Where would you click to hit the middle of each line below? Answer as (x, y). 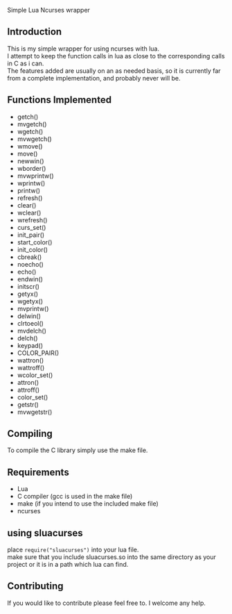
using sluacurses (45, 533)
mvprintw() (33, 308)
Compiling (30, 434)
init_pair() (31, 235)
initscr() (28, 286)
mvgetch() (32, 124)
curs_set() (32, 227)
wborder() (32, 168)
